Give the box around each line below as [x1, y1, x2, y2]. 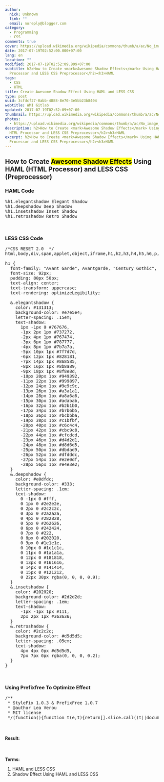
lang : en [5, 52, 23, 58]
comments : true [5, 39, 36, 44]
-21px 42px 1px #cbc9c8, [20, 427, 80, 433]
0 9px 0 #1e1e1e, [20, 540, 62, 546]
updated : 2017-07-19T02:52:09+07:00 [5, 107, 80, 113]
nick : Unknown [9, 12, 38, 17]
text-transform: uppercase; [10, 285, 78, 291]
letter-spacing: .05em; [15, 638, 72, 644]
